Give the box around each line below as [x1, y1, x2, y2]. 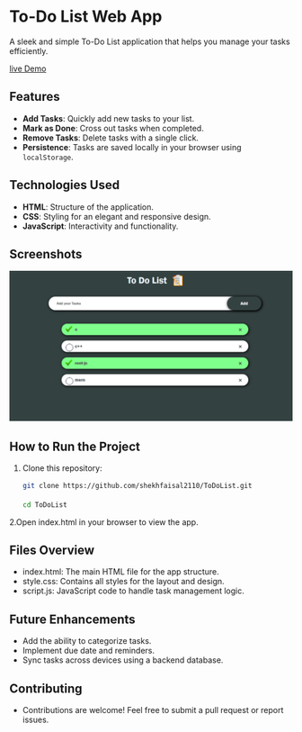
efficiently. [9, 45, 49, 56]
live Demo [9, 63, 47, 74]
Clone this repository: [22, 462, 102, 474]
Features [9, 89, 60, 104]
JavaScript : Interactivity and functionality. [22, 221, 179, 231]
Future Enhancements [9, 611, 137, 627]
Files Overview [9, 542, 95, 557]
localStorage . [22, 151, 74, 162]
